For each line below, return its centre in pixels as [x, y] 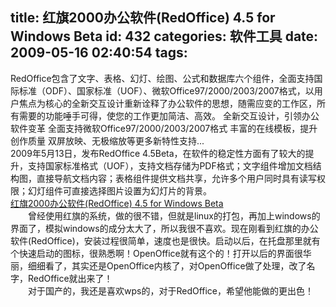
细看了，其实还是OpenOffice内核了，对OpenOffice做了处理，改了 [171, 265]
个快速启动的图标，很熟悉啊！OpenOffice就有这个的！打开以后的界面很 [156, 253]
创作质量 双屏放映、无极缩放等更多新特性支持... [107, 140]
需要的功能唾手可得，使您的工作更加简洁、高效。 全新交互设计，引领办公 [169, 115]
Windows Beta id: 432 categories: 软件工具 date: [164, 36]
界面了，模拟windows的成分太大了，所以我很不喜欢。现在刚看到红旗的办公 [164, 228]
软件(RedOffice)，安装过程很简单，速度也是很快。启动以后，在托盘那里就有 [165, 240]
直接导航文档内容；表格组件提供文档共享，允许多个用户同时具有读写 [176, 178]
